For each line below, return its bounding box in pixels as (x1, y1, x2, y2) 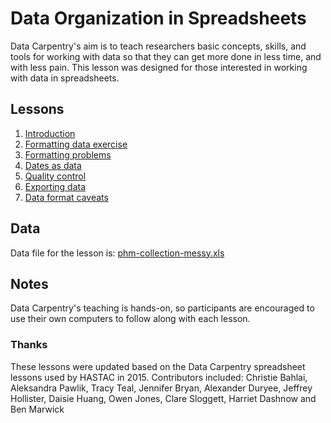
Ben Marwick (10, 403, 65, 415)
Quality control (24, 170, 87, 182)
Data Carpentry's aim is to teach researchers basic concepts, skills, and (10, 40, 307, 52)
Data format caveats (24, 191, 109, 203)
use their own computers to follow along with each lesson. (10, 313, 251, 325)
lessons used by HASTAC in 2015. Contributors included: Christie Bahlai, (10, 371, 308, 383)
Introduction (24, 127, 76, 139)
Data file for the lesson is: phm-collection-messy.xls (10, 247, 225, 259)
